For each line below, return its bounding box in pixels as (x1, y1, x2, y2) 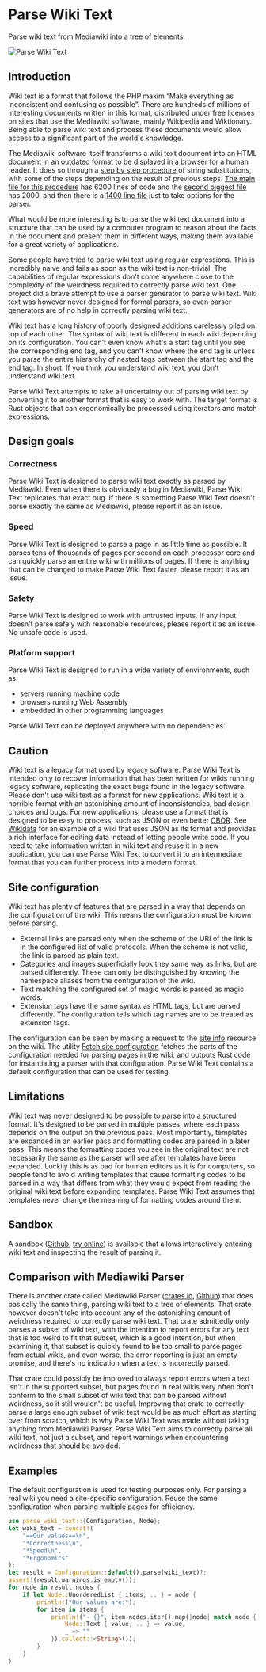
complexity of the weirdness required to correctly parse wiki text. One (8, 279, 237, 290)
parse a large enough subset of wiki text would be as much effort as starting (8, 1408, 257, 1417)
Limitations (8, 1090, 65, 1104)
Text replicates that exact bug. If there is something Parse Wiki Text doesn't (8, 493, 255, 503)
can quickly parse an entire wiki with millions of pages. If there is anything (8, 556, 249, 565)
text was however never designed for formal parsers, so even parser (8, 297, 232, 306)
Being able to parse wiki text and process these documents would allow (8, 124, 242, 134)
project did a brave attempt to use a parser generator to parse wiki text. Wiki (8, 288, 257, 298)
